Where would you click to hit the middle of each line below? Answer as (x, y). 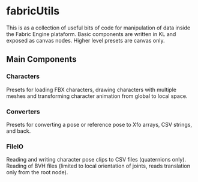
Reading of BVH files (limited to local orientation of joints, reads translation (98, 166)
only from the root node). (37, 172)
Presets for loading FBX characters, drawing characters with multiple (91, 89)
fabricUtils (33, 11)
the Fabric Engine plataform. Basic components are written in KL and (91, 34)
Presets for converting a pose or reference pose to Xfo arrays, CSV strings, (99, 124)
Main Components (41, 59)
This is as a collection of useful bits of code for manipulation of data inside (98, 28)
